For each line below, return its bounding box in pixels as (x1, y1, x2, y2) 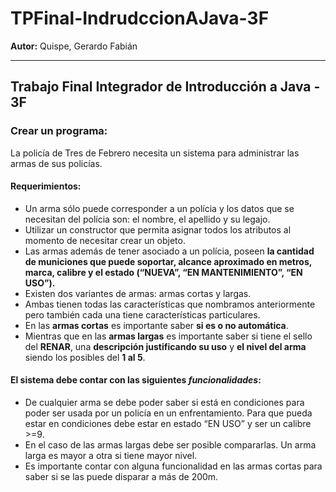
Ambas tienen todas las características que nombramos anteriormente (24, 298, 316, 310)
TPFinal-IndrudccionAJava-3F (10, 7, 270, 30)
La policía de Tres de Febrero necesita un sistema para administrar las (10, 147, 300, 159)
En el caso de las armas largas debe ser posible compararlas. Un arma (24, 439, 317, 451)
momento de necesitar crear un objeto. (24, 234, 186, 246)
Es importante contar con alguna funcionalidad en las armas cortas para (24, 460, 323, 472)
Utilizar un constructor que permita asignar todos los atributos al (24, 223, 292, 236)
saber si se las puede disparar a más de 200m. (24, 471, 219, 483)
